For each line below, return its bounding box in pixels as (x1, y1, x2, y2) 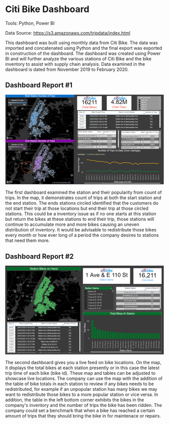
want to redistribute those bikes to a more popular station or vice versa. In (5, 391, 158, 397)
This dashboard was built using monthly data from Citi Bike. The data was (5, 39, 158, 46)
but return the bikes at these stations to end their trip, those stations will (5, 216, 154, 222)
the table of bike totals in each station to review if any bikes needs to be (5, 381, 154, 387)
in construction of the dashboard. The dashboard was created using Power (5, 50, 161, 56)
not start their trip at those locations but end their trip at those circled (5, 205, 148, 212)
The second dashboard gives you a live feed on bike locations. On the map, (5, 359, 162, 365)
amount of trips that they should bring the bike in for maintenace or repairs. (5, 412, 161, 418)
